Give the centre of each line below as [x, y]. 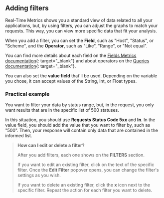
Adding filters [27, 8]
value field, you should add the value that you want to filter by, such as [78, 125]
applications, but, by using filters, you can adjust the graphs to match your [82, 25]
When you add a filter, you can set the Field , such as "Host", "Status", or [79, 40]
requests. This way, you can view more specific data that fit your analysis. [81, 31]
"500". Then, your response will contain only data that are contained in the [82, 130]
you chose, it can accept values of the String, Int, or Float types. [71, 81]
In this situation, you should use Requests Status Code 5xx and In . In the [80, 120]
